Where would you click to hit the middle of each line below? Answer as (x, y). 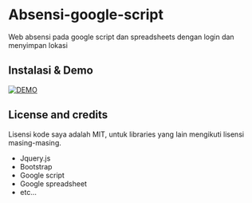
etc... (28, 192)
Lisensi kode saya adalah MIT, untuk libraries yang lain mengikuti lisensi (126, 134)
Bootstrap (36, 166)
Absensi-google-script (86, 15)
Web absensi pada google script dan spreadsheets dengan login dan (121, 37)
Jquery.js (35, 158)
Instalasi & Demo (51, 71)
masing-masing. (35, 142)
